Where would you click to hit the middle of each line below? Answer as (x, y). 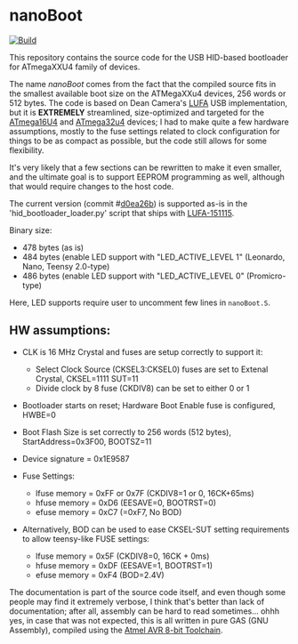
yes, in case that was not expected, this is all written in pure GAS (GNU (139, 620)
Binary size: (31, 230)
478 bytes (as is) (53, 247)
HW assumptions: (60, 330)
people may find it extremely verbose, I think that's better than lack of (137, 601)
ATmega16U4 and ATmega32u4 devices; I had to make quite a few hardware (149, 122)
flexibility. (27, 150)
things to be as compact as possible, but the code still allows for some (138, 141)
